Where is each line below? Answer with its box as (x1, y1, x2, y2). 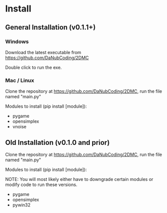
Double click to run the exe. (5, 64, 62, 70)
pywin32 (12, 201, 31, 208)
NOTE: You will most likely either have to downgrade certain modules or (5, 176, 153, 182)
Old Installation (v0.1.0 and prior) (5, 138, 110, 147)
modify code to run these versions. (5, 181, 78, 187)
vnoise (12, 124, 27, 130)
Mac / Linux (5, 77, 35, 84)
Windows (5, 38, 29, 45)
